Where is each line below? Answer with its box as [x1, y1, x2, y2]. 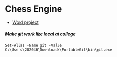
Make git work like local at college [5, 31, 76, 37]
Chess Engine [5, 3, 62, 15]
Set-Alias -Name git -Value [5, 43, 62, 48]
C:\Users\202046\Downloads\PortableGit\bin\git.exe [5, 47, 112, 52]
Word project [12, 19, 39, 25]
